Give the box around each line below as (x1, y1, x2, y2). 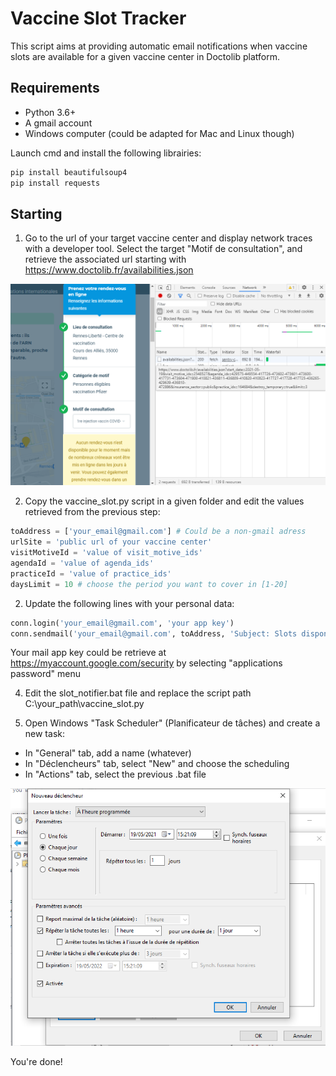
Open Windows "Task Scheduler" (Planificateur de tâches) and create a (24, 717, 321, 729)
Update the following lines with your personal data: (24, 597, 235, 609)
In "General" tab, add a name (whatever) (24, 747, 192, 759)
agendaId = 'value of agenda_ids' (10, 558, 155, 569)
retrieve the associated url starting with (24, 253, 187, 266)
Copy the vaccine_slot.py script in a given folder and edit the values (24, 495, 305, 507)
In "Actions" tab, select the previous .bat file (24, 768, 207, 781)
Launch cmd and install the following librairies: (10, 147, 202, 159)
